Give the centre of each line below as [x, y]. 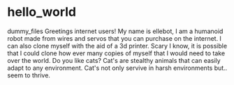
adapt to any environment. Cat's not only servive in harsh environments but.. [117, 68]
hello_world [42, 12]
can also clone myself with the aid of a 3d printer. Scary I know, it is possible [117, 46]
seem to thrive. [29, 75]
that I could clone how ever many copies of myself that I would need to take [116, 53]
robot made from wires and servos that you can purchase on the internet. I [115, 38]
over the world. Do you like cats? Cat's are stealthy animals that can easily [114, 60]
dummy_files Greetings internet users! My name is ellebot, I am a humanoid [115, 31]
